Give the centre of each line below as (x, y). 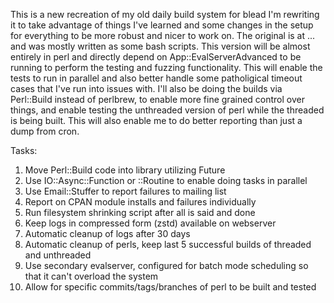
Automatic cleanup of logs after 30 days (107, 233)
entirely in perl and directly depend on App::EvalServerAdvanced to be (156, 57)
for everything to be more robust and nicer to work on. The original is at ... (163, 35)
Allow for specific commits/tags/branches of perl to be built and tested (170, 287)
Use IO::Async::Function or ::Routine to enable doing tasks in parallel (166, 180)
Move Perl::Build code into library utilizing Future (125, 170)
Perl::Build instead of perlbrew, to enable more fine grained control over (157, 99)
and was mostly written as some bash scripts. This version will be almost (160, 46)
